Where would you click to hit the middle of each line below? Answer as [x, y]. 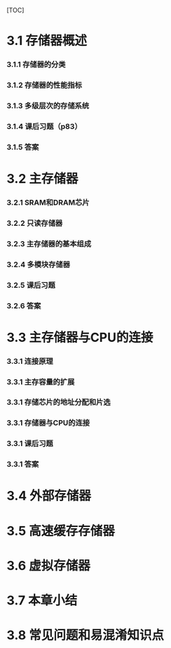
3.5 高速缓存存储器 [61, 531]
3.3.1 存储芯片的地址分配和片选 [59, 402]
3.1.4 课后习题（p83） [44, 126]
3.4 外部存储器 [49, 496]
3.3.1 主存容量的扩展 [41, 381]
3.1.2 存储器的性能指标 [44, 85]
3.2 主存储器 [42, 178]
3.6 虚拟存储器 [48, 565]
